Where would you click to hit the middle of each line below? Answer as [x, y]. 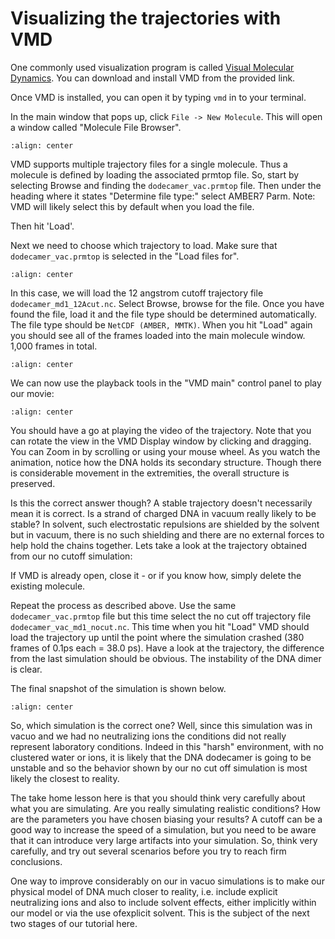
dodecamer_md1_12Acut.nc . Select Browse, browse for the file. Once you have [167, 303]
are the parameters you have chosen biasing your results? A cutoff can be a [166, 819]
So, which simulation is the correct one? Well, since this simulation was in [161, 725]
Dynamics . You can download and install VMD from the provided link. [153, 78]
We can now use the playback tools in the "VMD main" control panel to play [166, 383]
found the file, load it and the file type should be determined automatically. [164, 314]
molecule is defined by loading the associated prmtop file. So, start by [155, 174]
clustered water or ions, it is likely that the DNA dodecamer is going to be [161, 757]
